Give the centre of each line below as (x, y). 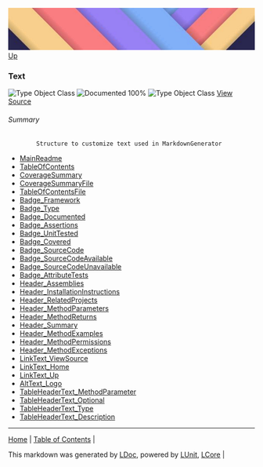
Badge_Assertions (49, 225)
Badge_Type (40, 209)
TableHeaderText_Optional (62, 400)
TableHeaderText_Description (67, 417)
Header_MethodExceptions (63, 350)
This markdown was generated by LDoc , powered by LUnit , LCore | (117, 454)
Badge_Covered (45, 242)
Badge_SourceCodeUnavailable (70, 267)
